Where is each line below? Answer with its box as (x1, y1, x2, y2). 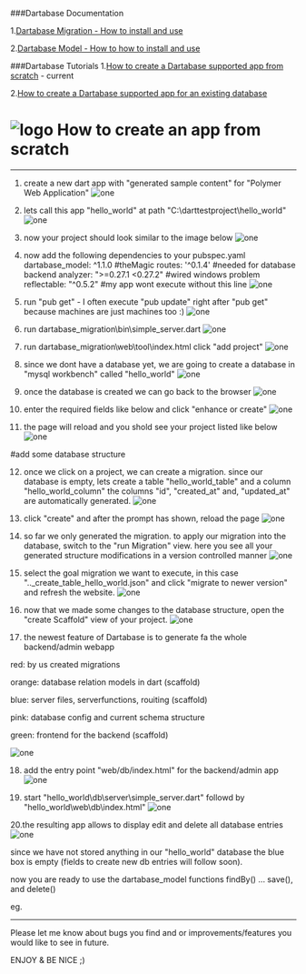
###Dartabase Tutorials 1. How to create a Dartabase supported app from (10, 61, 284, 71)
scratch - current (10, 70, 74, 81)
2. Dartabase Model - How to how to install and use (10, 43, 201, 54)
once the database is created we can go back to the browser (23, 386, 252, 397)
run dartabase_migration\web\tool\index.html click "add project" (23, 341, 263, 352)
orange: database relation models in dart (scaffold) (10, 677, 201, 688)
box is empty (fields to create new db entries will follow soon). (10, 856, 243, 867)
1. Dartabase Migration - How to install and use (10, 25, 183, 35)
